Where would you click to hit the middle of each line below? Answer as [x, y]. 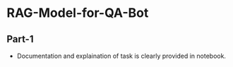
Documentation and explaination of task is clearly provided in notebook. [121, 56]
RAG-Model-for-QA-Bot [78, 13]
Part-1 [20, 39]
